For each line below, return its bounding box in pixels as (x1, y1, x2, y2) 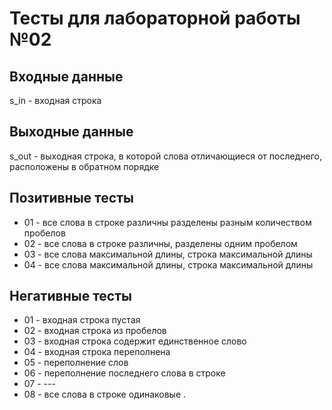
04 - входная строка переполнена (23, 346, 171, 358)
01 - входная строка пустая (23, 314, 141, 326)
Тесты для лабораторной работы (9, 7, 301, 30)
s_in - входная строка (9, 95, 102, 106)
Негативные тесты (9, 288, 132, 305)
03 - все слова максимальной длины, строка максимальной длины (23, 248, 313, 260)
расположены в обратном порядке (9, 160, 160, 172)
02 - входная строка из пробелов (23, 325, 167, 337)
